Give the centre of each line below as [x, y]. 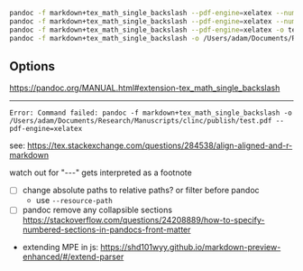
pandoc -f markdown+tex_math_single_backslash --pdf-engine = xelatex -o [147, 30]
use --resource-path [74, 201]
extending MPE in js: [60, 248]
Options [32, 66]
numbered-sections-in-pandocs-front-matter [106, 229]
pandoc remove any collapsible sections [97, 210]
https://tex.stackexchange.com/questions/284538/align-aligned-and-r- [160, 145]
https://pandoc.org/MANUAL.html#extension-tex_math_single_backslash [145, 88]
